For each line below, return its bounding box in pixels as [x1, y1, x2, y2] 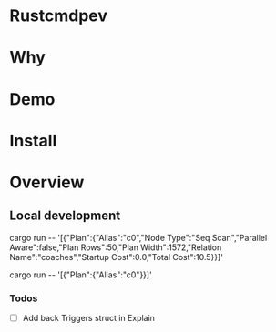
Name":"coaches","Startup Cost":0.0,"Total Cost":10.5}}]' [9, 251, 223, 262]
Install [9, 130, 57, 151]
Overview [9, 172, 85, 192]
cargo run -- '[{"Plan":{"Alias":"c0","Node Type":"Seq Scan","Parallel [9, 232, 268, 243]
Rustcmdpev [9, 5, 107, 26]
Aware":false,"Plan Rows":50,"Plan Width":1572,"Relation [9, 242, 222, 253]
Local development [9, 208, 121, 224]
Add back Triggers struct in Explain [22, 313, 155, 324]
